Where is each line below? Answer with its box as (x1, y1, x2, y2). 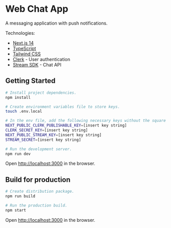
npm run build (5, 194, 36, 199)
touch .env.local (5, 109, 42, 114)
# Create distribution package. (5, 189, 74, 194)
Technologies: (5, 30, 35, 36)
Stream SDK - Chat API (12, 61, 61, 68)
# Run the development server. (5, 147, 72, 152)
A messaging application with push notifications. (5, 20, 108, 26)
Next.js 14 (12, 39, 34, 46)
